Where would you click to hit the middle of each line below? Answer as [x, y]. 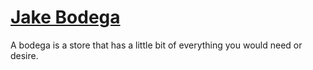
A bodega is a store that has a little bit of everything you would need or [156, 45]
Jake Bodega [65, 17]
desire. [24, 55]
